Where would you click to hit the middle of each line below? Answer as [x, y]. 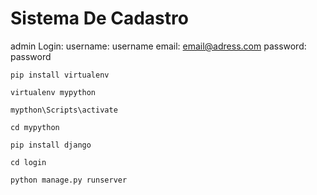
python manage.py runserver [69, 180]
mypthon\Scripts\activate [64, 110]
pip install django [51, 145]
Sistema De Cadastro [99, 18]
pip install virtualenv [60, 75]
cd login [28, 162]
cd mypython [35, 127]
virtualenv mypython [53, 92]
